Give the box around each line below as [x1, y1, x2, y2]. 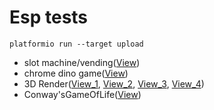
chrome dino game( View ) [23, 67, 129, 79]
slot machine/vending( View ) [23, 56, 141, 68]
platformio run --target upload [9, 39, 144, 49]
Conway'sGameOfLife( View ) [23, 88, 142, 100]
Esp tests [9, 6, 89, 29]
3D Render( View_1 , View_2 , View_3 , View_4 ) [23, 77, 205, 90]
